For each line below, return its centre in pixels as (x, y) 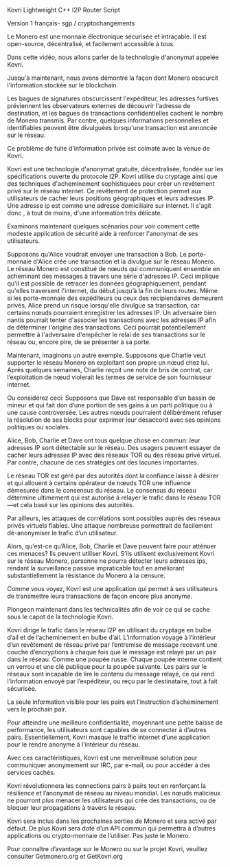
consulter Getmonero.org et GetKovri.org (65, 856)
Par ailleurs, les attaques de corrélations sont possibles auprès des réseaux (114, 518)
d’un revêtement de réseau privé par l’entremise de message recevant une (112, 645)
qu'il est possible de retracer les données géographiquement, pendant (107, 283)
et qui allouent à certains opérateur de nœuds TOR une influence (99, 483)
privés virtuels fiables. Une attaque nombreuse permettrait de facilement (110, 525)
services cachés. (31, 772)
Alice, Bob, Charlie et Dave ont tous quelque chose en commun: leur (104, 440)
